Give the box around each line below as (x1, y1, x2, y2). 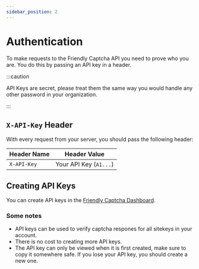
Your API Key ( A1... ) (55, 160, 114, 169)
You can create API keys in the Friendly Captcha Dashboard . (6, 197, 156, 204)
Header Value (64, 150, 105, 158)
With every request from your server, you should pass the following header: (6, 136, 194, 143)
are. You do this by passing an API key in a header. (6, 61, 132, 68)
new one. (14, 257, 38, 265)
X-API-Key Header (6, 120, 73, 130)
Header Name (9, 150, 50, 158)
